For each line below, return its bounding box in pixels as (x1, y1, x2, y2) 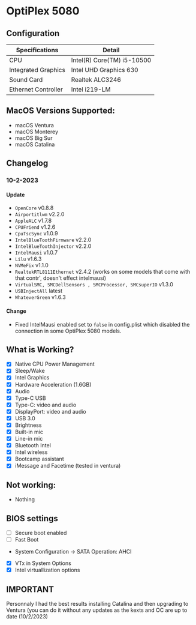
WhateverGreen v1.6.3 (14, 294, 66, 301)
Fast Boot (14, 536, 39, 543)
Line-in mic (14, 435, 43, 442)
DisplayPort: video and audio (14, 408, 86, 415)
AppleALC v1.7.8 (14, 217, 52, 225)
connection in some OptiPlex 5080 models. (14, 327, 122, 334)
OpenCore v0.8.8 (14, 204, 54, 211)
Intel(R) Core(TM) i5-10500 (71, 56, 152, 64)
